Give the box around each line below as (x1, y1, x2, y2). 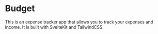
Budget (5, 3, 35, 14)
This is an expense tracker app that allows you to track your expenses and (5, 19, 154, 25)
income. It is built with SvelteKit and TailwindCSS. (5, 24, 104, 30)
